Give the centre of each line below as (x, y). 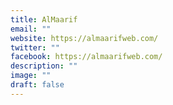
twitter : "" (35, 47)
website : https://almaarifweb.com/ (84, 38)
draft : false (37, 85)
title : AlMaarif (44, 19)
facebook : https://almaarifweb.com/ (86, 57)
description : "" (44, 66)
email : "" (31, 29)
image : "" (31, 76)
